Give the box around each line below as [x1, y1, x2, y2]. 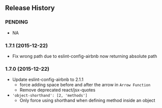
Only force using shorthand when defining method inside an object [19, 98, 156, 104]
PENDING [5, 19, 29, 26]
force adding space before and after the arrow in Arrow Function [19, 82, 151, 88]
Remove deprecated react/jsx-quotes [19, 87, 96, 93]
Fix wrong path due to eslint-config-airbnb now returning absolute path [12, 53, 158, 59]
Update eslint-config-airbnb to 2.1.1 [12, 77, 84, 82]
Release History [5, 4, 55, 12]
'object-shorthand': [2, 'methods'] [12, 93, 88, 98]
